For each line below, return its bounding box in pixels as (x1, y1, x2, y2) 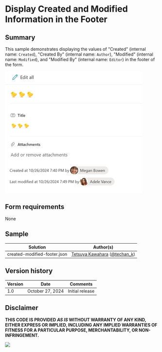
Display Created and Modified (5, 3, 128, 15)
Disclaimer (5, 304, 38, 312)
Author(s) (93, 244, 113, 250)
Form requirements (5, 203, 65, 211)
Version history (5, 267, 53, 275)
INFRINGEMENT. (5, 332, 39, 338)
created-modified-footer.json (7, 251, 68, 257)
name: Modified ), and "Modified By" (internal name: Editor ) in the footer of (5, 57, 155, 62)
